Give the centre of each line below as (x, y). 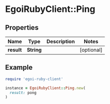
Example (19, 67)
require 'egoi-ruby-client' (34, 79)
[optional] (91, 50)
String (34, 50)
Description (61, 42)
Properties (22, 28)
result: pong (23, 93)
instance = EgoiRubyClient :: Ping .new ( (45, 88)
